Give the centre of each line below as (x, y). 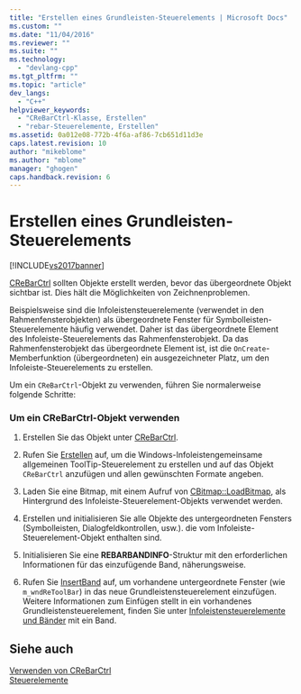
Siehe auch (41, 648)
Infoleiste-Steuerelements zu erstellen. (81, 368)
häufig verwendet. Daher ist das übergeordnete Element (175, 329)
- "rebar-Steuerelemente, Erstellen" (88, 127)
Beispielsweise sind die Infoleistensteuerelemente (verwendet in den (137, 310)
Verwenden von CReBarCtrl (60, 671)
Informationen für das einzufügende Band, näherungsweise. (134, 565)
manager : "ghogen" (44, 169)
